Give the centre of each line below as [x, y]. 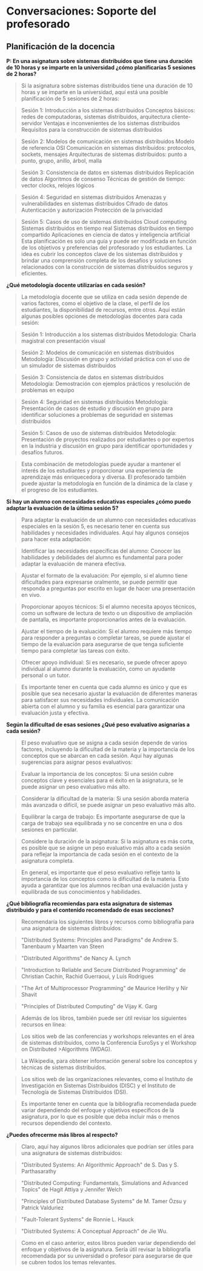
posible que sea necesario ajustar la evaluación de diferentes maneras [109, 693]
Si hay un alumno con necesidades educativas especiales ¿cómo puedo [99, 501]
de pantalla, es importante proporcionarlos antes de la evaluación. [104, 619]
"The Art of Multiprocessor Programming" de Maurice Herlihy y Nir [105, 988]
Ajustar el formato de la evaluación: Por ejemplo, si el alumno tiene [104, 575]
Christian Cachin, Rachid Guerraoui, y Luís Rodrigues [87, 976]
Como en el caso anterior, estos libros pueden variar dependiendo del [108, 1243]
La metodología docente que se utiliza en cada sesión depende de [104, 297]
